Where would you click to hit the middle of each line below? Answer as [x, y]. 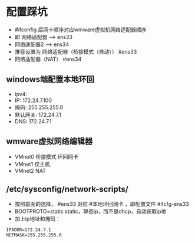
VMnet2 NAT [30, 170]
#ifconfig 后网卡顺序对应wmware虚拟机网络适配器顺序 [80, 29]
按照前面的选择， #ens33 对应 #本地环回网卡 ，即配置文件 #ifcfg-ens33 [102, 204]
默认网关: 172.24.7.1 [38, 114]
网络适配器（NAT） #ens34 [48, 59]
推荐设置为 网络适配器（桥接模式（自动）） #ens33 [76, 51]
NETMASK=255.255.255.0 [34, 235]
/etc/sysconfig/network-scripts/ [67, 189]
